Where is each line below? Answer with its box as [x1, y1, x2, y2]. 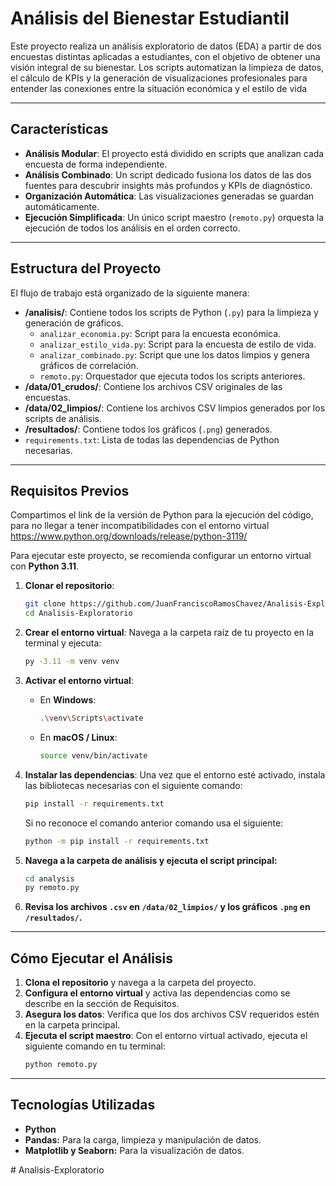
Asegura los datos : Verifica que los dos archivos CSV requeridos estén [24, 1008, 320, 1021]
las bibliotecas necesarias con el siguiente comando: [24, 779, 243, 791]
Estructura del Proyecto [10, 260, 162, 277]
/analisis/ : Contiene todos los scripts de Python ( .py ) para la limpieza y [24, 306, 319, 318]
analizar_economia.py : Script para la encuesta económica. [39, 327, 282, 339]
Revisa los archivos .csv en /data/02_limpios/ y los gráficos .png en [24, 901, 311, 913]
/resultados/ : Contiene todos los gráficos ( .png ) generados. [24, 423, 273, 435]
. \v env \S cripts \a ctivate [39, 713, 144, 723]
